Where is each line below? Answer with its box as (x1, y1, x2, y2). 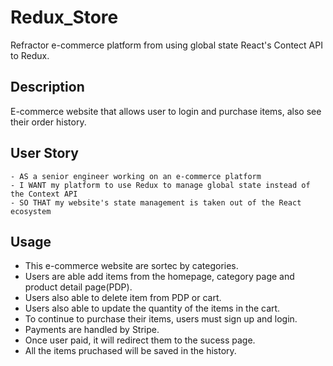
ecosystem (10, 206, 52, 216)
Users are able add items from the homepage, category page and (24, 271, 295, 283)
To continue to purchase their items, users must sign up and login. (24, 313, 298, 325)
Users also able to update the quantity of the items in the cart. (24, 302, 281, 315)
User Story (10, 145, 79, 162)
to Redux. (10, 49, 50, 61)
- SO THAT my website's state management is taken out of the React (10, 197, 302, 208)
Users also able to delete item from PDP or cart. (24, 292, 222, 304)
